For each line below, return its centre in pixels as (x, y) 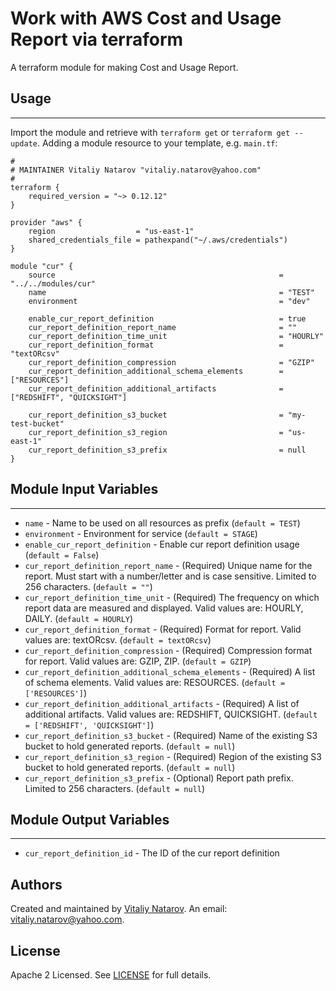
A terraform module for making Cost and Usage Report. (124, 67)
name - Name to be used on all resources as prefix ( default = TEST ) (162, 523)
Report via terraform (97, 39)
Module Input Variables (84, 489)
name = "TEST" (171, 292)
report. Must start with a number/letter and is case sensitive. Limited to (170, 576)
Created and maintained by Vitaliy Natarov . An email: (119, 909)
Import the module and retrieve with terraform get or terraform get (150, 132)
